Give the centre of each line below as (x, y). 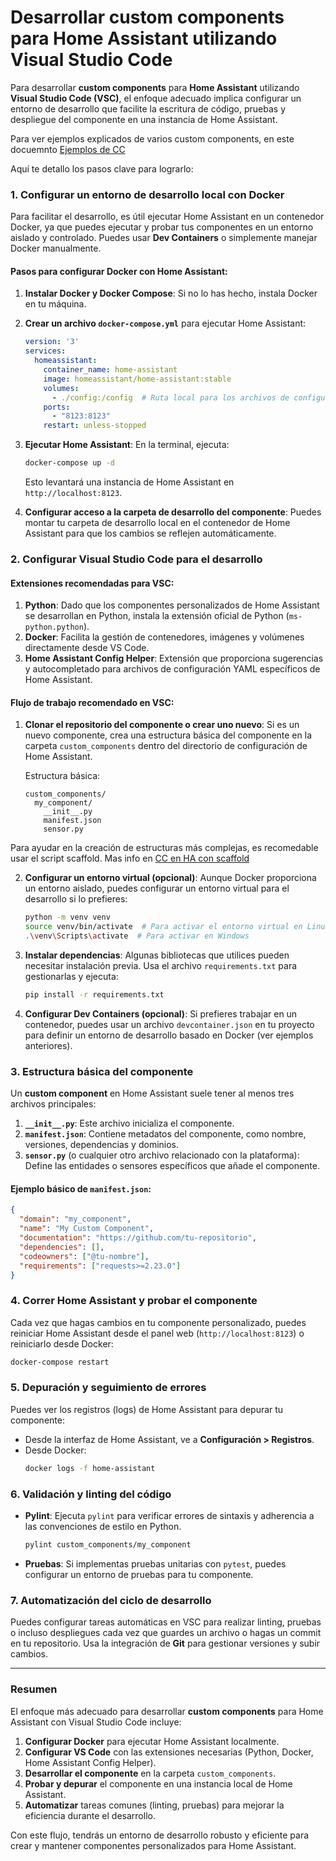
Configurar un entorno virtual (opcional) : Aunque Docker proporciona (170, 878)
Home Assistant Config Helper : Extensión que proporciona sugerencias (174, 658)
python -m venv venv (67, 917)
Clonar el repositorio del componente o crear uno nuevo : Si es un (162, 725)
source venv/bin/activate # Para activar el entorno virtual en (163, 927)
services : (45, 351)
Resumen (34, 1689)
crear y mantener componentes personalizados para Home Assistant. (153, 1845)
